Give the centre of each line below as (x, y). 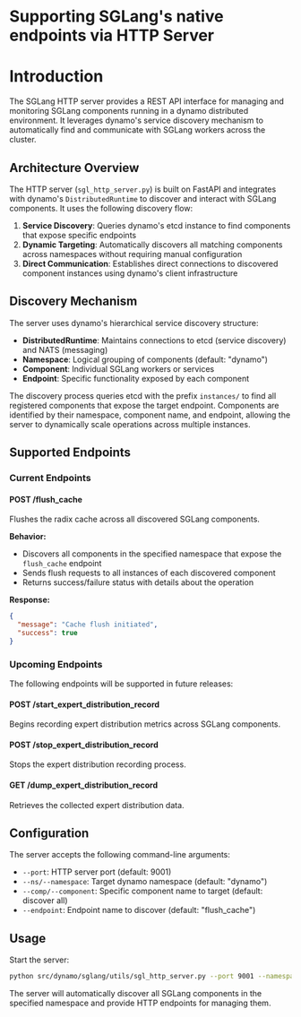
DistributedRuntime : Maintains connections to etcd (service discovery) (154, 340)
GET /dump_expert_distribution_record (84, 785)
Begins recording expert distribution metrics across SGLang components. (145, 724)
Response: (30, 600)
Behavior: (28, 537)
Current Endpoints (50, 478)
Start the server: (39, 960)
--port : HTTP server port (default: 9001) (97, 872)
